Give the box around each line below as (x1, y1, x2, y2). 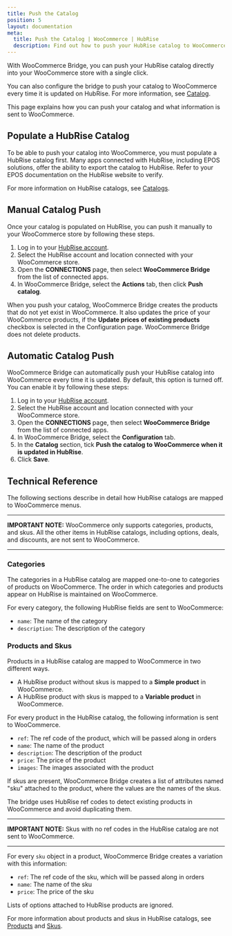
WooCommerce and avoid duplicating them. (7, 805, 133, 813)
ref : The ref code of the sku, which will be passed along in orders (17, 872, 205, 881)
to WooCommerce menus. (7, 501, 81, 509)
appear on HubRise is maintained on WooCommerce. (7, 589, 158, 598)
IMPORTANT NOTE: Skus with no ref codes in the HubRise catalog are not (7, 825, 219, 833)
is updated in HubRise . (17, 448, 84, 457)
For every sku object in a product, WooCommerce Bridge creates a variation (7, 852, 223, 860)
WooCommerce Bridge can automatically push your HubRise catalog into (7, 368, 215, 377)
